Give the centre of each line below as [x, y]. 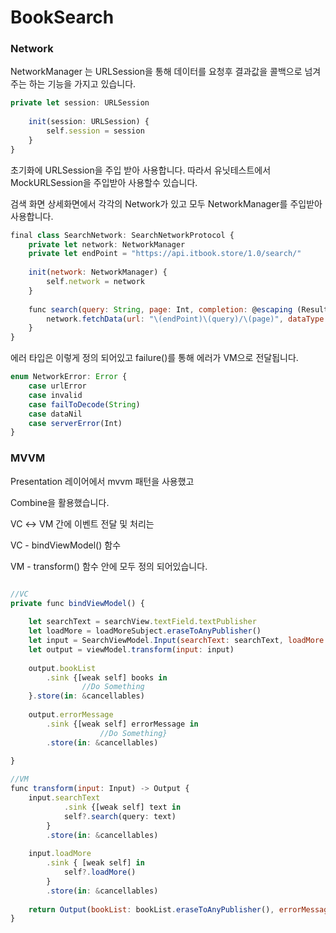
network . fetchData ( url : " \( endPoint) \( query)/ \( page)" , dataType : [187, 319]
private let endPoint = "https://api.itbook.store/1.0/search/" [165, 254]
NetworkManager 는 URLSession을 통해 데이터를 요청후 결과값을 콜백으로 [156, 72]
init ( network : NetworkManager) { [98, 272]
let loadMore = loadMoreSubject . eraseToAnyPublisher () [145, 631]
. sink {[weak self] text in [122, 807]
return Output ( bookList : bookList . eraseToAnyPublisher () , [151, 909]
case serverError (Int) [75, 423]
